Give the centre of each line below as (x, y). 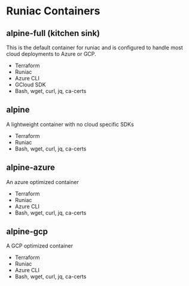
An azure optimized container (42, 182)
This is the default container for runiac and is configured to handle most (95, 47)
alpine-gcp (27, 232)
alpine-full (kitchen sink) (53, 33)
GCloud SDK (30, 85)
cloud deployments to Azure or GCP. (51, 54)
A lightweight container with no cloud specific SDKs (70, 124)
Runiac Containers (53, 11)
